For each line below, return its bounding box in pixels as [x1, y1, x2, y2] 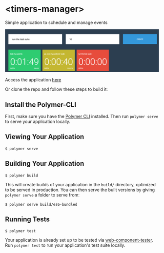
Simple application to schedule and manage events [5, 19, 108, 25]
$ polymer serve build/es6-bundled [5, 202, 78, 207]
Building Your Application [5, 159, 84, 168]
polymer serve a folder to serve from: [5, 192, 80, 198]
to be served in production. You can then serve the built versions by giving [5, 187, 155, 193]
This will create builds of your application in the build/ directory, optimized [5, 181, 156, 187]
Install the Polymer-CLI [5, 100, 77, 109]
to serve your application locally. [5, 118, 71, 125]
